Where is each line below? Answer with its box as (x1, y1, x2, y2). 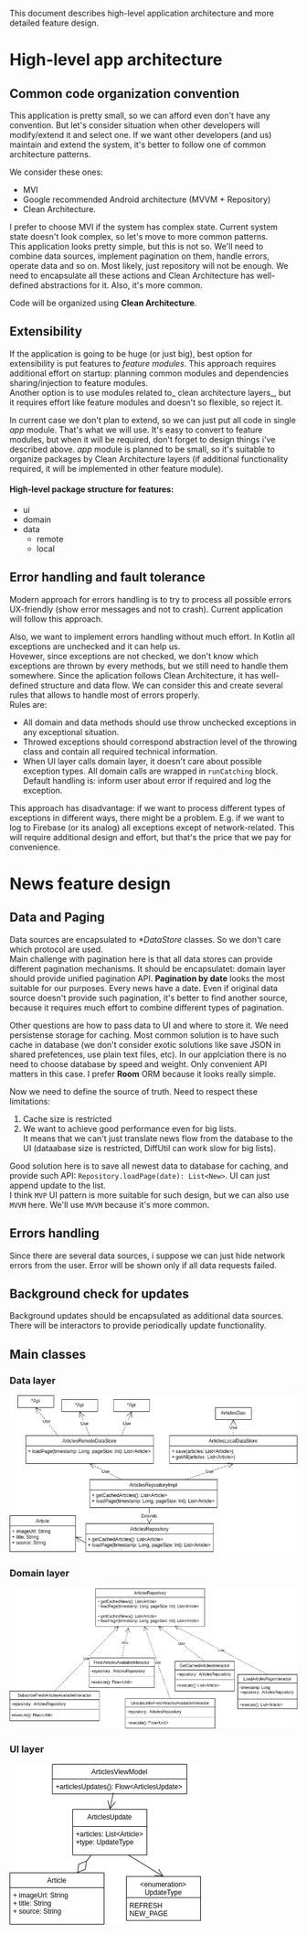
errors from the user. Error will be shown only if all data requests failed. (9, 1259, 277, 1270)
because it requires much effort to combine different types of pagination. (9, 1001, 285, 1013)
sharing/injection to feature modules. (9, 377, 149, 388)
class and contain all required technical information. (22, 745, 217, 757)
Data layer (9, 1373, 57, 1386)
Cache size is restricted (22, 1113, 112, 1124)
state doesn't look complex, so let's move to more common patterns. (9, 231, 269, 241)
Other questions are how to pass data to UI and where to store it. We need (9, 1020, 290, 1031)
